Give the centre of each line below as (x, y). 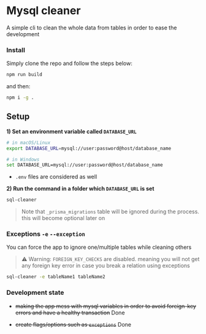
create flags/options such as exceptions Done (73, 324)
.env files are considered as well (56, 177)
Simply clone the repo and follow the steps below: (70, 63)
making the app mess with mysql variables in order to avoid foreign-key (105, 306)
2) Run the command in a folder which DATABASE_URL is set (80, 189)
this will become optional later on (63, 218)
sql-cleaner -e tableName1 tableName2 (56, 277)
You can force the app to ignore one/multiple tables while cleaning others (99, 247)
